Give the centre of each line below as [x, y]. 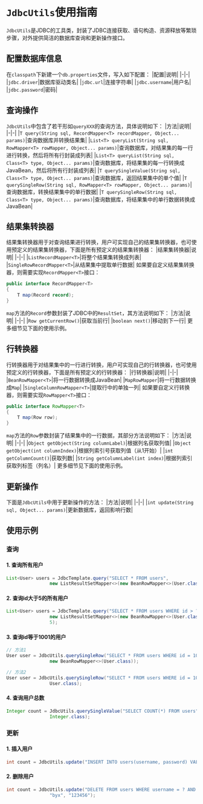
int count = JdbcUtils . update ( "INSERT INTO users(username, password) [97, 762]
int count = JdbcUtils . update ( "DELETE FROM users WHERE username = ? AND [101, 790]
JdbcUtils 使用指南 [52, 12]
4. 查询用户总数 [25, 698]
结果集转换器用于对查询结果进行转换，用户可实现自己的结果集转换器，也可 [99, 242]
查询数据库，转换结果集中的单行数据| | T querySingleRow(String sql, [92, 191]
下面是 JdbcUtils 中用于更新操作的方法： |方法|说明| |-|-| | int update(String [100, 502]
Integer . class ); [70, 716]
